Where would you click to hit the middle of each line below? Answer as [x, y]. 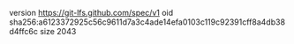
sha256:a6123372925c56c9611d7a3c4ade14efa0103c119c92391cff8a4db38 [147, 22]
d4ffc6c [23, 31]
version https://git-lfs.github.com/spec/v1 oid [91, 13]
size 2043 [58, 31]
